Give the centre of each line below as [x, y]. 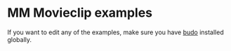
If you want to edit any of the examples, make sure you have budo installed [115, 32]
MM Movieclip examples [80, 13]
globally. [20, 39]
